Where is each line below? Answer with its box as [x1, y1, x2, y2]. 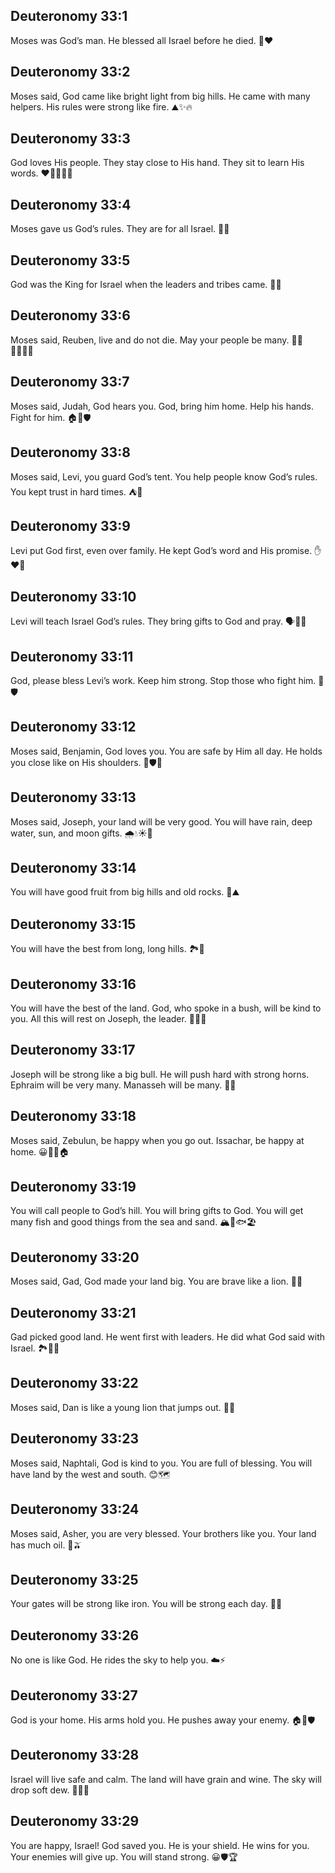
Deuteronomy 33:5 [10, 252, 131, 269]
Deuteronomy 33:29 [10, 1813, 140, 1830]
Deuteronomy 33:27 [10, 1687, 138, 1704]
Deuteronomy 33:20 [10, 1249, 140, 1266]
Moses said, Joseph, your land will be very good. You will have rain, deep [10, 815, 313, 828]
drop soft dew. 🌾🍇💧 [10, 1784, 90, 1796]
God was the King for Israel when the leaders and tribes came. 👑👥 [10, 279, 282, 291]
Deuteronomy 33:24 [10, 1501, 140, 1518]
